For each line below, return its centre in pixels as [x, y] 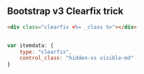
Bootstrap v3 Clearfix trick [65, 11]
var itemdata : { [30, 45]
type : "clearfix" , [46, 52]
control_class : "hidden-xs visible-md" [77, 58]
